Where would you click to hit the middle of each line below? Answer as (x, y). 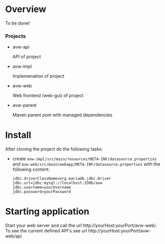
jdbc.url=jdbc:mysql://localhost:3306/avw (57, 183)
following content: (31, 169)
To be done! (17, 23)
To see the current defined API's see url (46, 231)
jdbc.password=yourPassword (41, 192)
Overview (26, 9)
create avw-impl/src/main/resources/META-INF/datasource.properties (84, 159)
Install (18, 135)
